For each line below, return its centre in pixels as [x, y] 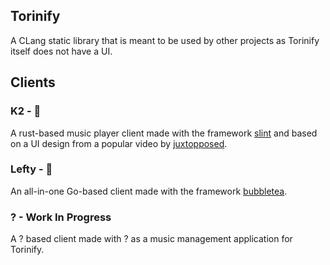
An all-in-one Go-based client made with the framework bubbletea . [149, 191]
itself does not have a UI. [61, 51]
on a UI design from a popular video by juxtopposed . [119, 143]
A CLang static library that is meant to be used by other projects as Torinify [165, 40]
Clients [33, 82]
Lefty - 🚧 [31, 169]
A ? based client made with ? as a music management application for [151, 239]
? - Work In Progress [61, 217]
